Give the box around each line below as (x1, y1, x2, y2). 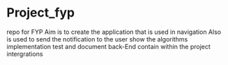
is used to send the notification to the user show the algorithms (6, 35, 188, 43)
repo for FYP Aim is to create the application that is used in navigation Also (6, 28, 221, 36)
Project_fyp (6, 5, 75, 21)
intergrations (6, 50, 43, 58)
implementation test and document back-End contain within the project (6, 42, 211, 50)
